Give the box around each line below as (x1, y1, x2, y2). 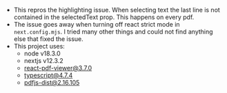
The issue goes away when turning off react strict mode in (13, 21, 181, 28)
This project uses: (13, 42, 66, 50)
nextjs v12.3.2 (23, 57, 63, 64)
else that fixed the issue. (13, 35, 84, 43)
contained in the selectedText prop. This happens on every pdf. (13, 13, 195, 21)
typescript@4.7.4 (23, 71, 73, 79)
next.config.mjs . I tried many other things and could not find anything (13, 27, 213, 36)
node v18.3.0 (23, 49, 61, 57)
